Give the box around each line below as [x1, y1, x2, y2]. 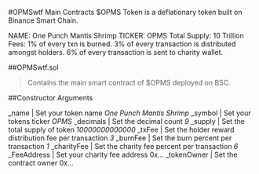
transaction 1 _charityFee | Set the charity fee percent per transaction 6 [8, 142, 239, 150]
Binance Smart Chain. [8, 16, 78, 25]
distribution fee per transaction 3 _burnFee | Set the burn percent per [8, 133, 232, 143]
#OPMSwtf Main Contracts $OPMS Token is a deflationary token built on [8, 8, 243, 16]
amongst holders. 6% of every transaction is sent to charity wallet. [8, 48, 224, 56]
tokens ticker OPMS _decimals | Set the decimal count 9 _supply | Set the [8, 117, 245, 125]
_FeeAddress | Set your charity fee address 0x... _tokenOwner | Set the [8, 150, 238, 159]
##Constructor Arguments [8, 93, 93, 102]
